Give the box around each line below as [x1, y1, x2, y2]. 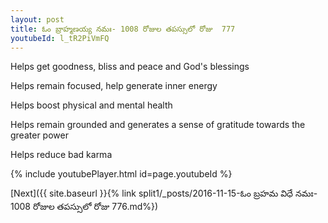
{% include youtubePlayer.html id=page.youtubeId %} [10, 168, 233, 180]
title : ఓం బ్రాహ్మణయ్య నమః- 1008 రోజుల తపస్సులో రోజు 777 [10, 24, 236, 34]
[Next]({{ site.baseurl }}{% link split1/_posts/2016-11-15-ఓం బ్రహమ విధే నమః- [10, 187, 318, 200]
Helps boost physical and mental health [10, 99, 173, 111]
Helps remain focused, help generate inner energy [10, 80, 218, 92]
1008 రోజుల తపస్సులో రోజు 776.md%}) [10, 201, 159, 213]
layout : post [10, 14, 65, 25]
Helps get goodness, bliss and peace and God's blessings [10, 61, 250, 73]
